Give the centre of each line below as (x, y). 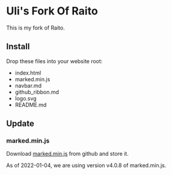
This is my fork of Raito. (35, 28)
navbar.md (28, 85)
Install (18, 47)
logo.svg (26, 98)
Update (20, 124)
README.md (31, 105)
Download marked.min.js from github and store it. (68, 154)
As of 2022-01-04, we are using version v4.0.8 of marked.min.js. (86, 165)
